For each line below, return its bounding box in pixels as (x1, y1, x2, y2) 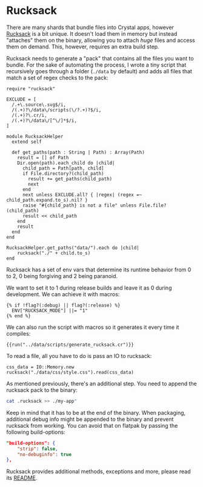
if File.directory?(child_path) (22, 170, 104, 176)
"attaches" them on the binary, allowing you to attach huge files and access (6, 36, 195, 44)
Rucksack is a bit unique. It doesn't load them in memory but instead (6, 30, 178, 37)
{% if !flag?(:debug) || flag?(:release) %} (6, 302, 121, 308)
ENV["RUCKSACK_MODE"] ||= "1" (12, 307, 88, 314)
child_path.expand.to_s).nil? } (6, 197, 88, 203)
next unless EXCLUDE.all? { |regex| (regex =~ (22, 191, 142, 197)
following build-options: (6, 428, 65, 436)
